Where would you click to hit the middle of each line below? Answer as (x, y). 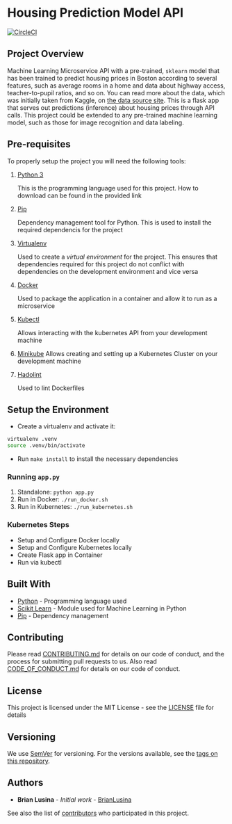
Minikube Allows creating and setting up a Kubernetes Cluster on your (117, 353)
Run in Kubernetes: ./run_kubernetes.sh (75, 507)
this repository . (29, 761)
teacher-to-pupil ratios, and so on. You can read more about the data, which (116, 92)
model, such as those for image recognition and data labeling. (96, 122)
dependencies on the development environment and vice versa (108, 271)
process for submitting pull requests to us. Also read (82, 661)
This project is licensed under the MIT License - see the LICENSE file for (110, 708)
